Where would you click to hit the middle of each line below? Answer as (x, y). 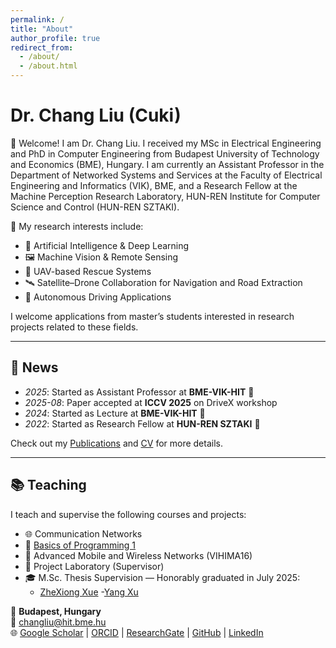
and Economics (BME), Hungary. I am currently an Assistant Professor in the (167, 164)
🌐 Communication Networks (83, 533)
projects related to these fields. (74, 327)
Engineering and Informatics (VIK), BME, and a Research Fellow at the (154, 185)
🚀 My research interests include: (77, 226)
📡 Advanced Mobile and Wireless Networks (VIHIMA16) (138, 555)
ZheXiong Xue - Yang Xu (89, 592)
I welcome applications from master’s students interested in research (152, 316)
